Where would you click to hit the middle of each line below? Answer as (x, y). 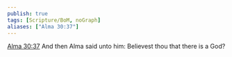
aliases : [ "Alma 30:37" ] (43, 26)
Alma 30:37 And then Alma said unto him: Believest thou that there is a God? (116, 47)
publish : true (28, 14)
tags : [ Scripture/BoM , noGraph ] (54, 20)
